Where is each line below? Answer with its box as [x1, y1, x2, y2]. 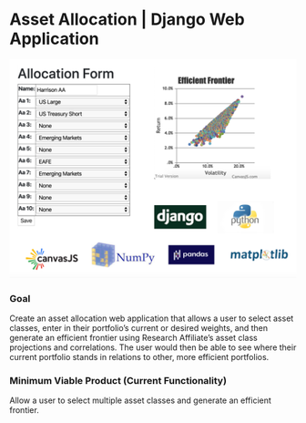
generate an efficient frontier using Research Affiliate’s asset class [9, 333, 258, 344]
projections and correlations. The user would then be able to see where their [9, 342, 297, 353]
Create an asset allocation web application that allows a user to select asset [9, 313, 294, 324]
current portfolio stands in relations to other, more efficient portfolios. [9, 352, 270, 363]
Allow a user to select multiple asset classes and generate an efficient [9, 395, 271, 406]
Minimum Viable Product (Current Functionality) [9, 375, 228, 387]
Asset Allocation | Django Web [9, 9, 245, 30]
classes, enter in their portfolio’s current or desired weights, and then [9, 323, 269, 334]
